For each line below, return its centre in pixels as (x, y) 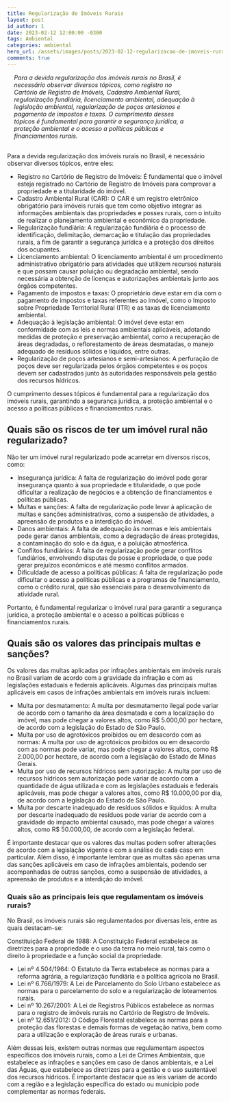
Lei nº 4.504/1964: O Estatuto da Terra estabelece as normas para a (113, 969)
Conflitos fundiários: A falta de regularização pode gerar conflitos (110, 550)
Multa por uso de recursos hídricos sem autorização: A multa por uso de (119, 771)
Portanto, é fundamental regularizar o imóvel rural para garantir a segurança (115, 607)
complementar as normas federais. (56, 1091)
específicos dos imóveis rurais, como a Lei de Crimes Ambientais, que (106, 1055)
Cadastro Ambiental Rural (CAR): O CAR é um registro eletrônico (107, 198)
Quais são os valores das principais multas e (104, 643)
